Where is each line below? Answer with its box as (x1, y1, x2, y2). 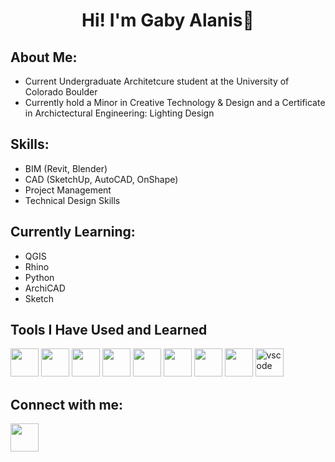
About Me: (10, 49, 78, 66)
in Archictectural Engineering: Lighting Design (24, 107, 215, 119)
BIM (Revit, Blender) (24, 162, 108, 174)
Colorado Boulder (24, 86, 98, 98)
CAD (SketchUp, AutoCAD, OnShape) (24, 173, 179, 185)
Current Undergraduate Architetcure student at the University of (24, 75, 290, 87)
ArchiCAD (24, 282, 66, 294)
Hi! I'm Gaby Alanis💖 (81, 9, 255, 32)
